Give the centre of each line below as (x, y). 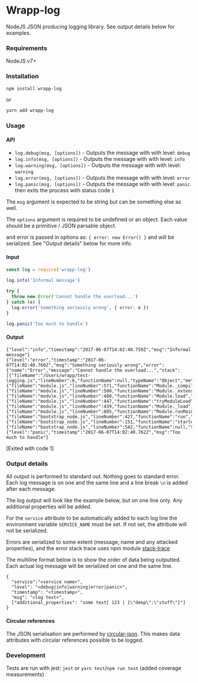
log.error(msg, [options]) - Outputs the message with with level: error (102, 178)
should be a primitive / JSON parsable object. (61, 226)
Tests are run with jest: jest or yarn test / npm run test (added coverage (94, 668)
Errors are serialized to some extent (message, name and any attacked (92, 542)
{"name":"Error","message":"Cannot (50, 370)
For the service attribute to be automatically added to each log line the (92, 518)
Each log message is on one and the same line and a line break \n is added (97, 482)
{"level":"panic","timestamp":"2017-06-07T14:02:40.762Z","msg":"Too (93, 432)
